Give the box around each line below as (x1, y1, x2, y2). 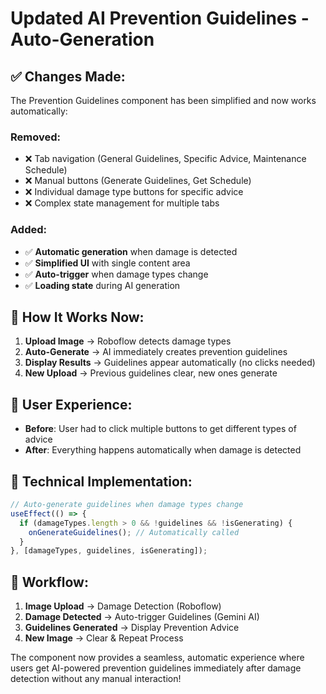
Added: (10, 223, 47, 237)
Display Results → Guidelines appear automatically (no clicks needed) (24, 357, 316, 369)
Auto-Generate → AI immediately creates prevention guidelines (24, 346, 288, 358)
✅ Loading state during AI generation (24, 279, 181, 291)
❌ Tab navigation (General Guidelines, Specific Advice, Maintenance (24, 153, 307, 165)
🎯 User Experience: (10, 396, 133, 413)
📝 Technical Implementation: (10, 473, 193, 490)
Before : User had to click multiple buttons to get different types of (24, 423, 297, 435)
